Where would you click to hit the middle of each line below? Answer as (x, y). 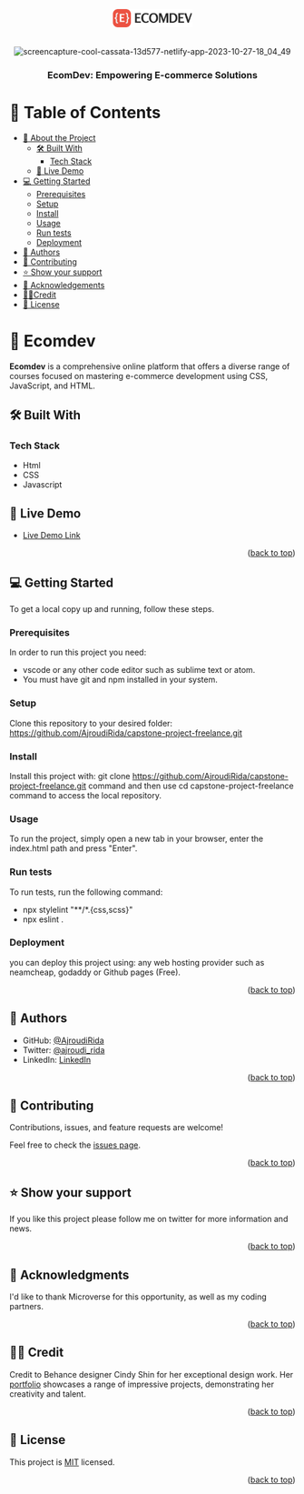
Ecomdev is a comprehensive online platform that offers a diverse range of (150, 366)
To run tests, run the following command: (86, 892)
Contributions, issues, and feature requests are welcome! (117, 1128)
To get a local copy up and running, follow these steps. (112, 609)
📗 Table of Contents (85, 113)
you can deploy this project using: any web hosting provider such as (137, 962)
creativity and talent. (48, 1394)
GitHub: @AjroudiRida (63, 1040)
